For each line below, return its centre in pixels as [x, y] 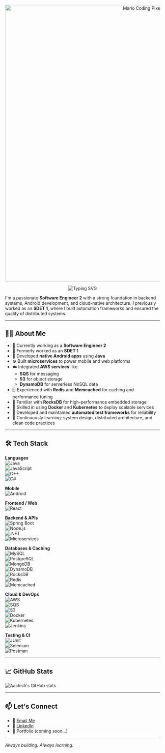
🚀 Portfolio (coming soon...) [40, 731]
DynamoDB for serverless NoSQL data [59, 384]
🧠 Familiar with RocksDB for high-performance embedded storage [79, 402]
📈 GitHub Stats [29, 672]
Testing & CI [18, 635]
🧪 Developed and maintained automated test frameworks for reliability [84, 412]
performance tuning [32, 397]
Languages [17, 458]
